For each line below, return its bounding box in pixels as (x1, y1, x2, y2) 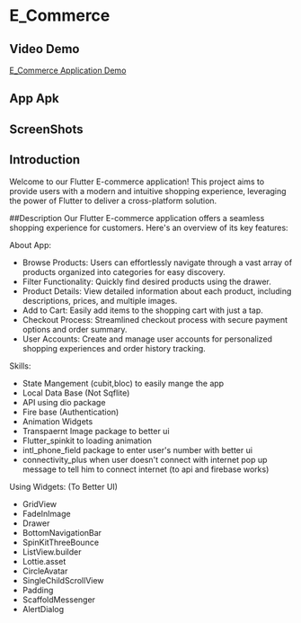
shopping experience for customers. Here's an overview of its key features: (9, 222, 289, 233)
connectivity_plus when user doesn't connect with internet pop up (22, 454, 268, 465)
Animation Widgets (22, 415, 93, 427)
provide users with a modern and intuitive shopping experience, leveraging (9, 185, 287, 196)
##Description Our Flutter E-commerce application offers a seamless (9, 212, 265, 223)
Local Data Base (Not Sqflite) (22, 387, 130, 398)
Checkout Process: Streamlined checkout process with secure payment (22, 314, 288, 325)
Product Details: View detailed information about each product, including (22, 285, 292, 297)
